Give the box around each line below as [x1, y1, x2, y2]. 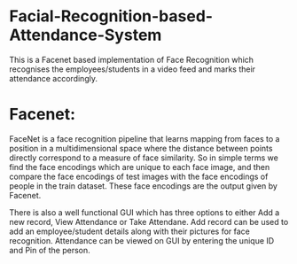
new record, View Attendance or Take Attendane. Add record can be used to [9, 216, 289, 227]
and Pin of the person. [9, 245, 90, 255]
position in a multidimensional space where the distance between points [9, 143, 273, 153]
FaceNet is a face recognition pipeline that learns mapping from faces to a [9, 133, 280, 144]
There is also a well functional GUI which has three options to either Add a [9, 206, 280, 218]
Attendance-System [9, 25, 162, 45]
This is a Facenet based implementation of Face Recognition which [9, 54, 254, 65]
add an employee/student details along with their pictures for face [9, 226, 251, 237]
